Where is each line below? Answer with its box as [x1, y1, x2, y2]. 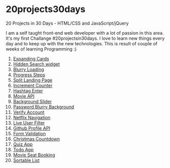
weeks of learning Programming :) [6, 46, 77, 52]
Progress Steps [13, 71, 46, 77]
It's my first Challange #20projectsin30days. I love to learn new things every [6, 35, 165, 41]
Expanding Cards [13, 55, 50, 61]
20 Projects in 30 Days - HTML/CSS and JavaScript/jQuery [6, 20, 129, 26]
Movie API [13, 93, 35, 99]
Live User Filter [13, 120, 45, 126]
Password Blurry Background [13, 104, 74, 110]
